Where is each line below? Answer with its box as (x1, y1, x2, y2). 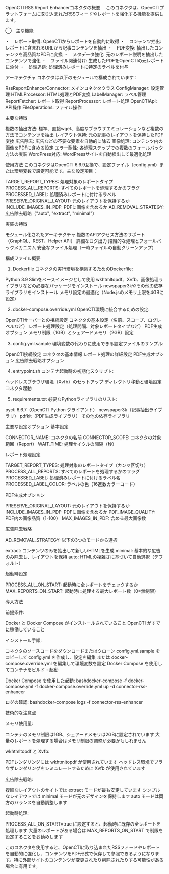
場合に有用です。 (5, 863, 40, 869)
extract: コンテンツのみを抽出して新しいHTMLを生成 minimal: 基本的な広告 (5, 548, 161, 553)
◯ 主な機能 (5, 28, 34, 34)
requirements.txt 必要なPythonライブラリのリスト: (12, 396, 118, 402)
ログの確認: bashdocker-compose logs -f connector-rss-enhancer (5, 699, 143, 705)
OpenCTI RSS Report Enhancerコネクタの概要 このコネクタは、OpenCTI (5, 5, 160, 10)
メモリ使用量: (5, 720, 34, 726)
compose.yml (5, 684, 34, 689)
